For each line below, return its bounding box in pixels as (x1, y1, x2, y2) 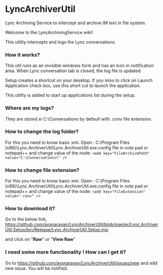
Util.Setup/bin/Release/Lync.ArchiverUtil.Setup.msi (5, 227, 109, 233)
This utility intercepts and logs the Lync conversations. (5, 39, 116, 45)
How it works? (5, 51, 41, 58)
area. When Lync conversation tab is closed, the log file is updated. (5, 68, 142, 74)
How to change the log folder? (5, 128, 79, 135)
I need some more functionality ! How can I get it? (5, 249, 126, 256)
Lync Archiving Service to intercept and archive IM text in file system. (5, 20, 146, 26)
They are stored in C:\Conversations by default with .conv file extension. (5, 116, 152, 122)
